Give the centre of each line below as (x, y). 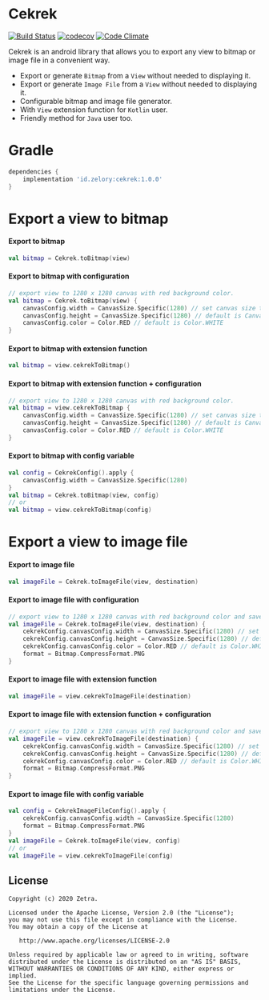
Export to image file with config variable (76, 794)
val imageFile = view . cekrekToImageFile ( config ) (91, 856)
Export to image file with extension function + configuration (110, 714)
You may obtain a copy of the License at (78, 927)
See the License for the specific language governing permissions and (128, 983)
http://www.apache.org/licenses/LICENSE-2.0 (94, 941)
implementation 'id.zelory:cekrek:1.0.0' (92, 179)
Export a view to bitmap (88, 219)
